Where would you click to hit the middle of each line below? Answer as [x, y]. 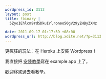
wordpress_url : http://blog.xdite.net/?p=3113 [53, 37]
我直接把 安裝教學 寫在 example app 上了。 [48, 61]
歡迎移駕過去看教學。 [26, 72]
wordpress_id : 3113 [25, 10]
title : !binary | [23, 19]
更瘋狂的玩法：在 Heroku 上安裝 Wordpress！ [51, 51]
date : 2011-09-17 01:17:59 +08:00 [40, 32]
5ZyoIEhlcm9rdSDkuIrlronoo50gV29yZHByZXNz [53, 23]
